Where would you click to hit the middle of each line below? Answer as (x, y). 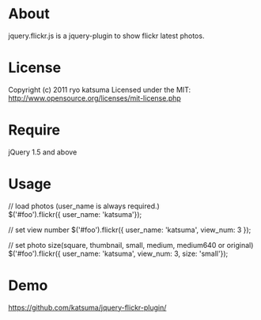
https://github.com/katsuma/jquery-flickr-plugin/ (87, 307)
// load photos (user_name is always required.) (84, 206)
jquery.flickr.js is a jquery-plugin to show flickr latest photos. (106, 36)
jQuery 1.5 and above (43, 152)
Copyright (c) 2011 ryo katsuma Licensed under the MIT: (100, 90)
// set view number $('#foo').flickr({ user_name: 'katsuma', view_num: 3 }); (130, 230)
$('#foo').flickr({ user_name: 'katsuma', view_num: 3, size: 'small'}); (118, 253)
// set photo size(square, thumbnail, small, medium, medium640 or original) (131, 245)
